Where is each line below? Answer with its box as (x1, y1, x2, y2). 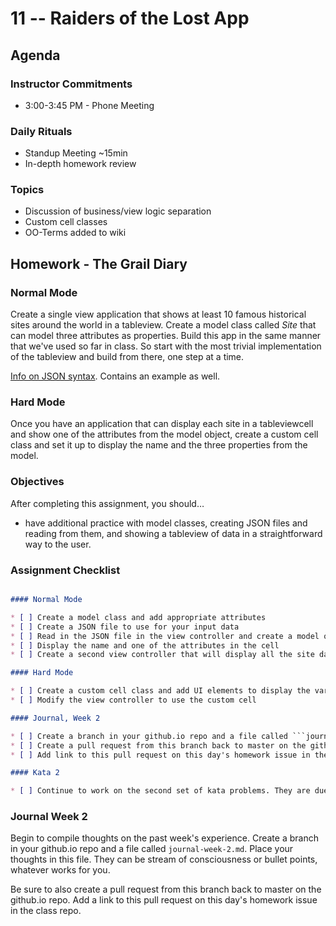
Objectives (10, 475, 65, 489)
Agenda (10, 47, 61, 64)
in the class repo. (10, 905, 82, 917)
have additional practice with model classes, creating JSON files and (24, 517, 308, 529)
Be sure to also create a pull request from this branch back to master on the (10, 883, 322, 896)
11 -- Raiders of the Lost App (10, 7, 250, 30)
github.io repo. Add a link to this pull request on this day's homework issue (10, 894, 318, 906)
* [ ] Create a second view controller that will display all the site (10, 650, 315, 660)
